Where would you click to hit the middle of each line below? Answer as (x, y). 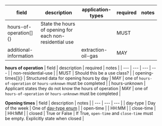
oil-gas (89, 56)
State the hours (58, 24)
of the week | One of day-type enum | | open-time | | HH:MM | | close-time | (80, 108)
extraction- (94, 50)
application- (97, 9)
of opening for (57, 30)
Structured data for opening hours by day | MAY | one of (82, 78)
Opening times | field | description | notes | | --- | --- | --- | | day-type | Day (80, 103)
